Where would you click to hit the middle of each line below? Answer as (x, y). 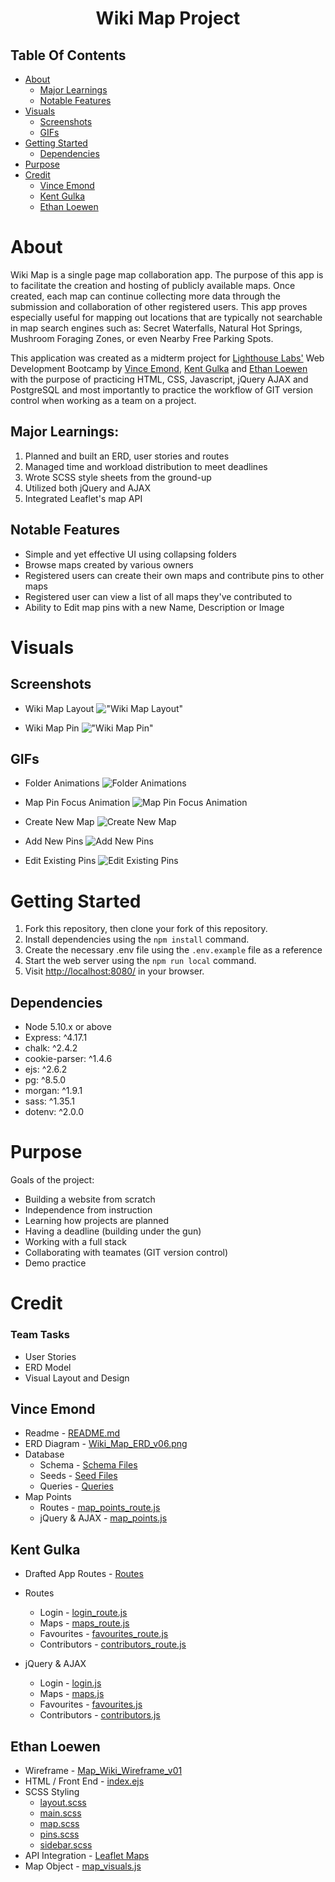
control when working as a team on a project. (103, 400)
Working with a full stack (75, 1242)
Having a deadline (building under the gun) (113, 1231)
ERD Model (48, 1367)
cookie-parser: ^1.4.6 (68, 1059)
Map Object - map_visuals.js (83, 1866)
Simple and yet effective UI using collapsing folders (130, 554)
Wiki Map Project (168, 18)
